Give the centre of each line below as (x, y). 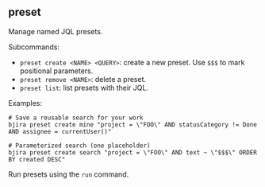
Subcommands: (34, 47)
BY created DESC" (37, 159)
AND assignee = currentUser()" (60, 131)
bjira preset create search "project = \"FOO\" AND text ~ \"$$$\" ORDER (133, 152)
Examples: (25, 103)
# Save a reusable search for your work (76, 118)
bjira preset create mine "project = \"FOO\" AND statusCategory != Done (133, 125)
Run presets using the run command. (69, 174)
